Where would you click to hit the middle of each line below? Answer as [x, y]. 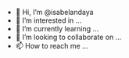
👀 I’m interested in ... [48, 20]
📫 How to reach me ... [52, 46]
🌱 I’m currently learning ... [57, 29]
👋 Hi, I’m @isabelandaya [54, 12]
